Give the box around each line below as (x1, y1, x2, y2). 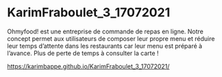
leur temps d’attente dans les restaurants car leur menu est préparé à (7, 42, 203, 50)
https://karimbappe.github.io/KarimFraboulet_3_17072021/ (7, 62, 170, 70)
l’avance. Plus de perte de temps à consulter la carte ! (7, 49, 159, 57)
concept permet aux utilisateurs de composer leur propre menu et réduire (7, 34, 215, 42)
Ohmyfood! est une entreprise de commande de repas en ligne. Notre (7, 27, 204, 35)
